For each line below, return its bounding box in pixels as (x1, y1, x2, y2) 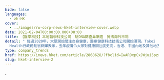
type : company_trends (5, 48, 49, 53)
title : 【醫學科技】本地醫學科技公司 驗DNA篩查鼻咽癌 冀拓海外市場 (5, 35, 129, 40)
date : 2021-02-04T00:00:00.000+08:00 (5, 30, 82, 35)
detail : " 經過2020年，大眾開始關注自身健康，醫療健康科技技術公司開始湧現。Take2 (5, 39, 156, 44)
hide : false (5, 7, 29, 12)
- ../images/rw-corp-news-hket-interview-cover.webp (9, 25, 119, 30)
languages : (5, 12, 27, 17)
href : (5, 52, 16, 58)
